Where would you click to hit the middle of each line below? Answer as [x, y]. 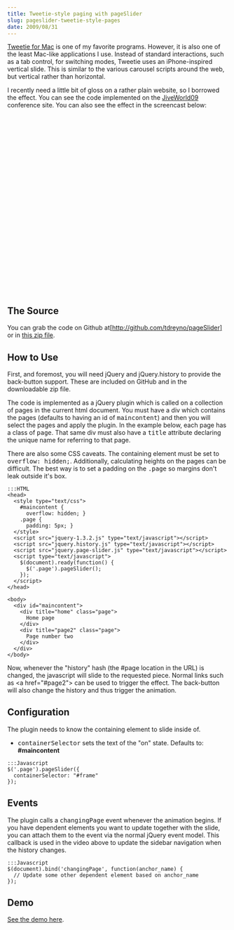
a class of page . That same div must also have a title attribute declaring [114, 432]
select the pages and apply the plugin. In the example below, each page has [117, 425]
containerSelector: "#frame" [56, 775]
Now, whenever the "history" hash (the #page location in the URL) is [106, 668]
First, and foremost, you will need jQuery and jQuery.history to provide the [114, 374]
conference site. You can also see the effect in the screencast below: [107, 105]
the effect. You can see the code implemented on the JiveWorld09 [103, 98]
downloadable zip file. [39, 389]
